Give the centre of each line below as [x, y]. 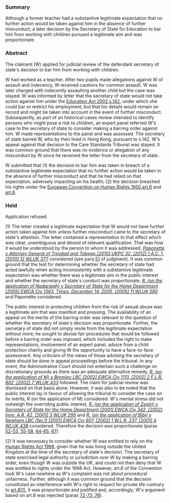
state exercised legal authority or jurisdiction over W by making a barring [81, 457]
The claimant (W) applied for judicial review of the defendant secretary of [82, 64]
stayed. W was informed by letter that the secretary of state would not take [84, 96]
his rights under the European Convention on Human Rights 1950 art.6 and [83, 187]
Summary [18, 7]
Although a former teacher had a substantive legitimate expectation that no [84, 18]
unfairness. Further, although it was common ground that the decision [78, 479]
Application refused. [26, 216]
